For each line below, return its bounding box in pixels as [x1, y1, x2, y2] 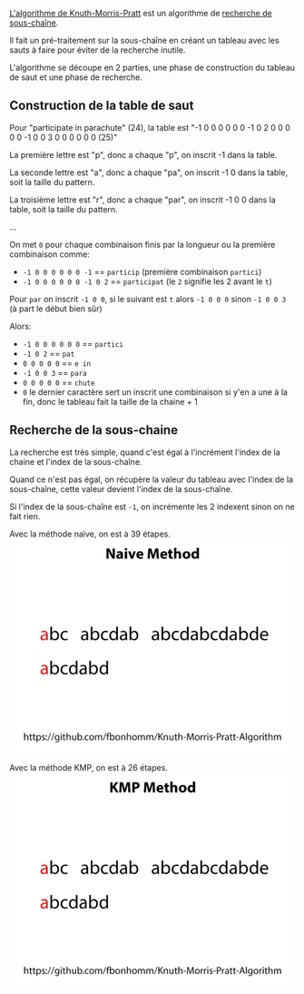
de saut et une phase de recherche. [9, 72, 143, 83]
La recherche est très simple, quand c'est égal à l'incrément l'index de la [9, 447, 281, 458]
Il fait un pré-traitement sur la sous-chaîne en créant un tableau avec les [9, 35, 279, 45]
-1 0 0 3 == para [22, 367, 88, 378]
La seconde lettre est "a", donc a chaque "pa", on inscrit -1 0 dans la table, [9, 167, 289, 178]
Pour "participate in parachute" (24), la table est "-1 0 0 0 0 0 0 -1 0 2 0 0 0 [9, 122, 290, 133]
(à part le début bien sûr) [9, 303, 103, 314]
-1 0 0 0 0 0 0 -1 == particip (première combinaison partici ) [22, 266, 262, 277]
